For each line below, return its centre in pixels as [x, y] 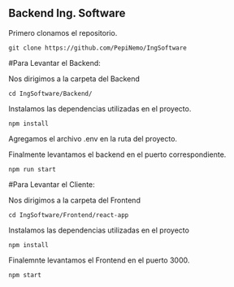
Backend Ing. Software [67, 13]
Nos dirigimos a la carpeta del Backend [74, 78]
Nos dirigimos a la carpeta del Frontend [74, 200]
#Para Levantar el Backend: [55, 63]
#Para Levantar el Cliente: [52, 184]
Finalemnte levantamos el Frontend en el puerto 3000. [99, 260]
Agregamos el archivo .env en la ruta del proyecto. [93, 138]
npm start [25, 275]
